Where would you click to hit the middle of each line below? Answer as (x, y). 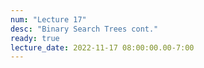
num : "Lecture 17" (48, 19)
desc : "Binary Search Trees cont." (84, 29)
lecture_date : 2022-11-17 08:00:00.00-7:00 (102, 47)
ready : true (35, 38)
